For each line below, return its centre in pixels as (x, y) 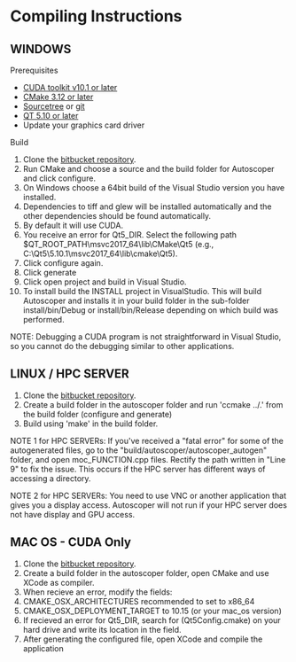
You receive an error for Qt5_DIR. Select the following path (130, 235)
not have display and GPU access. (73, 514)
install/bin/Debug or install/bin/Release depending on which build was (150, 310)
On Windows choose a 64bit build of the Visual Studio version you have (154, 187)
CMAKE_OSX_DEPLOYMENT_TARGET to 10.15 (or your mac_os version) (152, 611)
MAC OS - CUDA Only (71, 542)
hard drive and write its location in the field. (102, 629)
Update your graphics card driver (84, 125)
